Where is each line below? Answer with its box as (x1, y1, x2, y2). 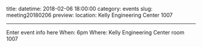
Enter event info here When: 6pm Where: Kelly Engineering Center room (6, 29, 185, 36)
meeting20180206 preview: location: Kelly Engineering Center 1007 (6, 11, 173, 19)
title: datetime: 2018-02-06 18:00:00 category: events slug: (6, 5, 153, 12)
